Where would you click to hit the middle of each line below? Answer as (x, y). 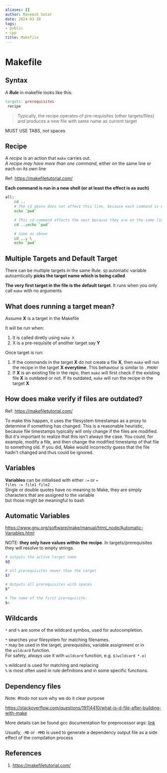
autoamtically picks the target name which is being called (65, 276)
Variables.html (20, 533)
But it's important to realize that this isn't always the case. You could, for (79, 437)
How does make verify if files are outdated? (74, 399)
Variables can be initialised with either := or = (52, 480)
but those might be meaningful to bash (45, 500)
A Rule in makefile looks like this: (39, 92)
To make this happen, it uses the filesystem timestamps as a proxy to (76, 421)
